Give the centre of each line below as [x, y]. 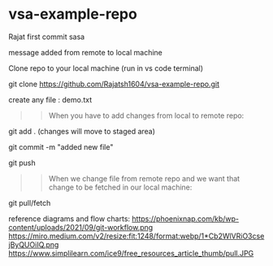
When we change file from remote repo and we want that [144, 178]
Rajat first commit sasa [47, 37]
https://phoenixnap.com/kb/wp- [186, 218]
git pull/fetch [30, 203]
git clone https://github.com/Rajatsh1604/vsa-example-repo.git [114, 84]
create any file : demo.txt [50, 99]
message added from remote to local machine [85, 52]
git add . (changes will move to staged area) [82, 131]
